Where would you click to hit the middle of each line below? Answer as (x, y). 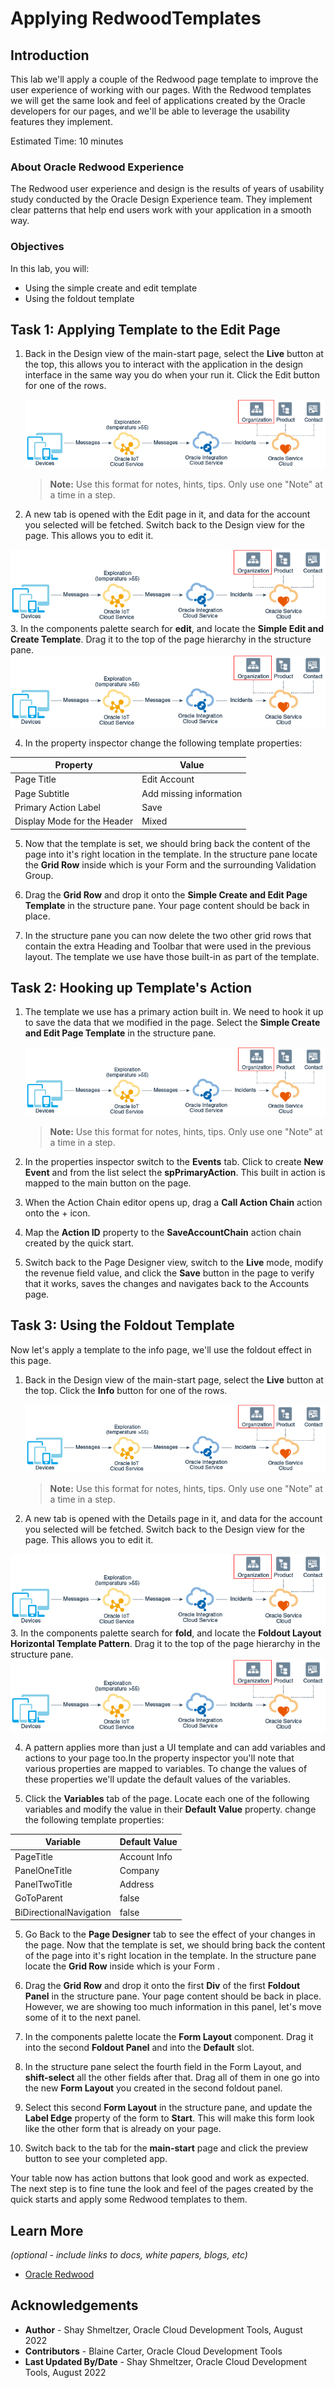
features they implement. (61, 121)
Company (139, 1870)
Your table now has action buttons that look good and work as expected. (160, 2178)
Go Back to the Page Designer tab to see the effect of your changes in (170, 1934)
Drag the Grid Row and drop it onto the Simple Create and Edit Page (166, 894)
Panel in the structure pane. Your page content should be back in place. (173, 1996)
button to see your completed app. (96, 2159)
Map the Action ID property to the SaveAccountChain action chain (163, 1232)
